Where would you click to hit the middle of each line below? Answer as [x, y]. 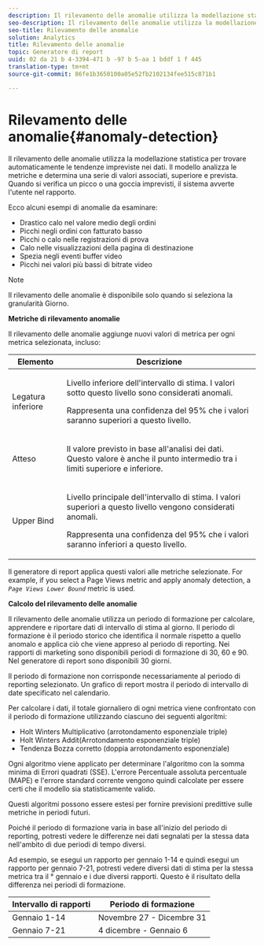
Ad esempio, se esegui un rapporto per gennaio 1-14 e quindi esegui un [124, 859]
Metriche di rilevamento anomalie [64, 318]
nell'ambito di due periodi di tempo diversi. [77, 844]
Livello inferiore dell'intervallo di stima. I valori [151, 383]
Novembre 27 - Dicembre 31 [152, 917]
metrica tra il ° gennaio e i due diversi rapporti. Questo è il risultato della [125, 876]
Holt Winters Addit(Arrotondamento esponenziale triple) [110, 740]
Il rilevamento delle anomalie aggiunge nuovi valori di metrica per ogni [122, 334]
